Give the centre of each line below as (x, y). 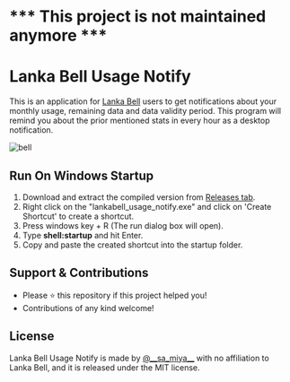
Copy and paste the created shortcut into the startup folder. (132, 245)
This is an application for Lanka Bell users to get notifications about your (143, 101)
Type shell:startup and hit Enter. (83, 235)
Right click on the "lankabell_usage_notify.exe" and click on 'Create (147, 206)
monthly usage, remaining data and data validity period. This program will (145, 111)
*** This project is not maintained (138, 17)
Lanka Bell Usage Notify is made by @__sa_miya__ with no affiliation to (139, 358)
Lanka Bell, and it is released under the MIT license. (105, 367)
